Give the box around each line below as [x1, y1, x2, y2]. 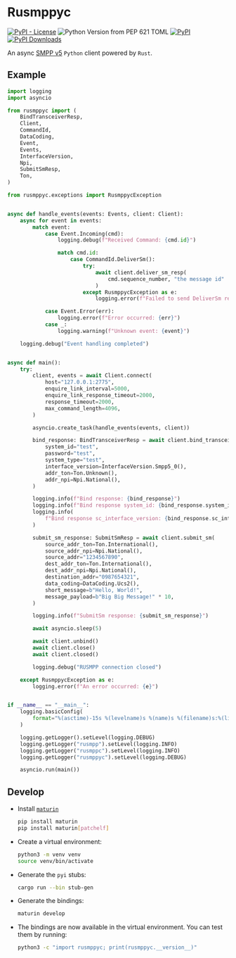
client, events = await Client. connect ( [32, 372, 152, 379]
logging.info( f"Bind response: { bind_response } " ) [32, 496, 181, 503]
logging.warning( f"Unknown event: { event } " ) [57, 327, 190, 334]
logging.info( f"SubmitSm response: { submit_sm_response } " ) [32, 612, 209, 619]
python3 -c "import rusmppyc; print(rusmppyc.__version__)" [17, 944, 197, 951]
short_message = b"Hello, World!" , [44, 586, 143, 593]
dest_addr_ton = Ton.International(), [44, 560, 152, 567]
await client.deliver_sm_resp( [95, 269, 188, 276]
